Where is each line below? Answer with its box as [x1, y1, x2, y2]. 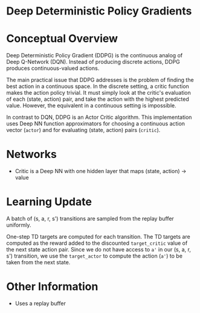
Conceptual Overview [6, 32, 118, 46]
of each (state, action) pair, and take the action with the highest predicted [6, 95, 189, 103]
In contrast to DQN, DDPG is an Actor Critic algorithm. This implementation [6, 113, 192, 121]
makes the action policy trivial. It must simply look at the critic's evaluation [6, 89, 192, 96]
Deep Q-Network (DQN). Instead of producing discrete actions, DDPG [6, 58, 180, 66]
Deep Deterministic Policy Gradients [6, 4, 192, 18]
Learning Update [6, 195, 92, 209]
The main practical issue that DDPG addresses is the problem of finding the [6, 77, 195, 84]
